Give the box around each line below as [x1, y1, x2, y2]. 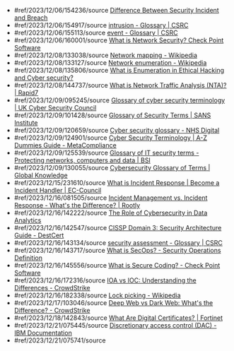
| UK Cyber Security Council [13, 104, 97, 112]
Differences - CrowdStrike [13, 284, 90, 292]
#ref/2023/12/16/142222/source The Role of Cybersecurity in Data [13, 208, 208, 217]
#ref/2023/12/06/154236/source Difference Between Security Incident [13, 6, 219, 14]
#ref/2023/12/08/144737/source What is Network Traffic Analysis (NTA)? [13, 81, 227, 89]
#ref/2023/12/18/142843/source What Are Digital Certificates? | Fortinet [13, 314, 223, 322]
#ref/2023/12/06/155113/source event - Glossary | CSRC [13, 28, 178, 37]
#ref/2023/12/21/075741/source [13, 336, 106, 345]
